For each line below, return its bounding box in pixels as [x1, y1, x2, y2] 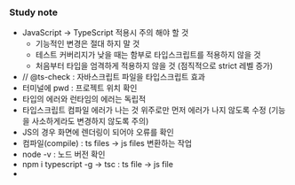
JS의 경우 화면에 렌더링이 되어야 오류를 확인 [21, 127, 175, 138]
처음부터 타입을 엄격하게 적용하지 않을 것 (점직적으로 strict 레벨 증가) [35, 60, 274, 72]
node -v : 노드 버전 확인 [21, 149, 106, 160]
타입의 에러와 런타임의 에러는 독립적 [21, 94, 147, 104]
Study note [9, 6, 58, 19]
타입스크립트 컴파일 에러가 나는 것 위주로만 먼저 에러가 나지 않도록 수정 [21, 104, 267, 116]
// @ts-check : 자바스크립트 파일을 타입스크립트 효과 [21, 72, 206, 82]
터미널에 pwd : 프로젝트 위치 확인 [21, 82, 138, 94]
